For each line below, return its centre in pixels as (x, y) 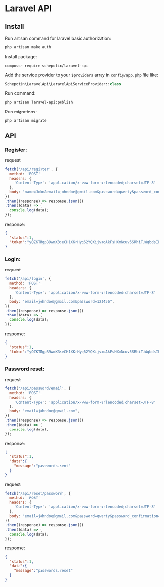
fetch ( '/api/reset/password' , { (38, 493)
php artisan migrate (26, 120)
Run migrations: (21, 112)
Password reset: (25, 369)
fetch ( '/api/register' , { (31, 169)
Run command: (20, 93)
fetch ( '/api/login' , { (28, 279)
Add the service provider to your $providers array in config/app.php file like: (82, 75)
